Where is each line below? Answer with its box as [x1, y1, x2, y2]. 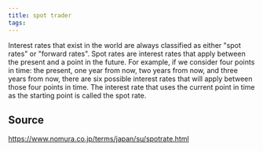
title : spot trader [8, 11, 72, 20]
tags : [8, 19, 26, 27]
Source [8, 113, 45, 127]
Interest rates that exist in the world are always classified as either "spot [8, 40, 242, 50]
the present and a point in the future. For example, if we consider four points [8, 57, 255, 67]
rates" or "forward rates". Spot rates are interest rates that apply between [8, 49, 246, 58]
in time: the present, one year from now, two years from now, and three [8, 65, 238, 75]
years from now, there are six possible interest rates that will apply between [8, 74, 253, 83]
